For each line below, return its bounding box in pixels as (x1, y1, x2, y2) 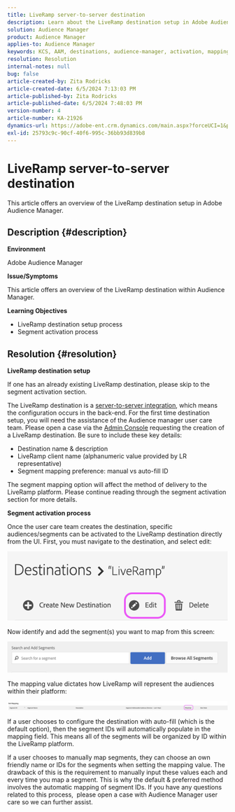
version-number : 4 (7, 107, 61, 115)
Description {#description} (7, 226, 127, 238)
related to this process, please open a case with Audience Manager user (7, 790, 218, 799)
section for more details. (7, 495, 78, 504)
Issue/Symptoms (7, 272, 58, 280)
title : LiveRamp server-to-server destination (7, 11, 145, 18)
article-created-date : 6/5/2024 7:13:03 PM (7, 85, 136, 92)
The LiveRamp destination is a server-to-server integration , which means (7, 401, 218, 410)
